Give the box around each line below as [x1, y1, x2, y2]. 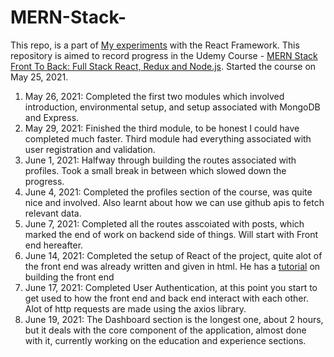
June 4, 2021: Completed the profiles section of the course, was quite [24, 186, 313, 198]
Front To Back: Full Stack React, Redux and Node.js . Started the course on [10, 60, 317, 72]
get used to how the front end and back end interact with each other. [24, 292, 309, 304]
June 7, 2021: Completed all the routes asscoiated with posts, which [24, 217, 305, 230]
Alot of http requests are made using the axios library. [24, 302, 247, 315]
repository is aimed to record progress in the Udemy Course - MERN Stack [10, 49, 318, 61]
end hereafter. [24, 239, 84, 251]
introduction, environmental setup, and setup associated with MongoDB [24, 101, 321, 113]
